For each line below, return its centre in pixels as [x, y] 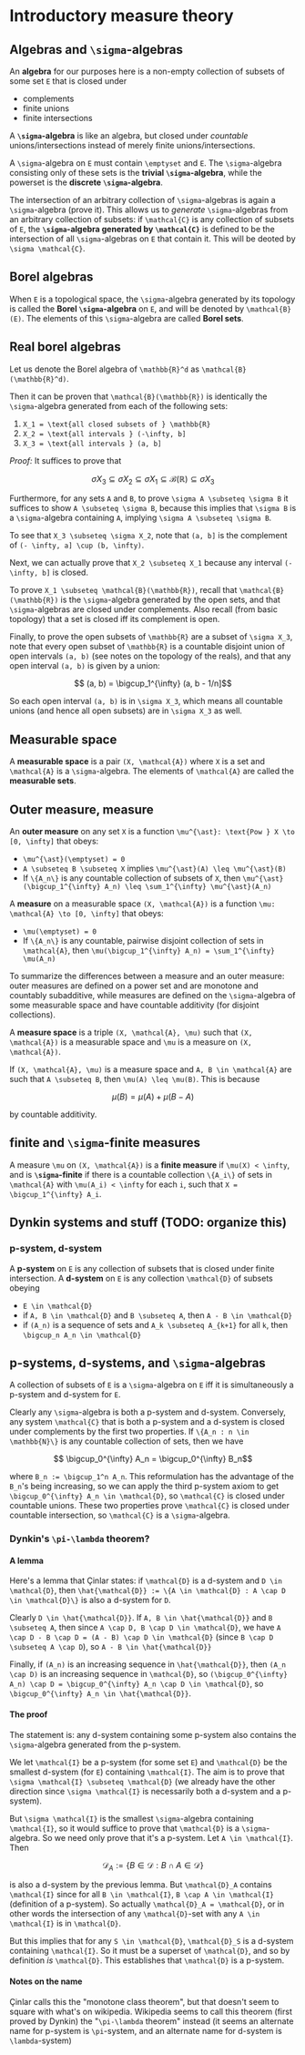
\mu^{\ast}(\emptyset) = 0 [74, 860]
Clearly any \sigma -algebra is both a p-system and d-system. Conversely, [148, 1412]
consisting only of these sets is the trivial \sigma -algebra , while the [136, 173]
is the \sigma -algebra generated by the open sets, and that [170, 600]
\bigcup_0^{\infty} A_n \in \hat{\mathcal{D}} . [101, 1693]
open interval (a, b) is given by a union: [85, 666]
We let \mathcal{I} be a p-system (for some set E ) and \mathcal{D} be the [148, 1762]
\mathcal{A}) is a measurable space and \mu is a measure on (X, [131, 1042]
